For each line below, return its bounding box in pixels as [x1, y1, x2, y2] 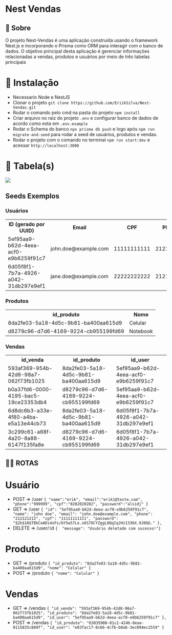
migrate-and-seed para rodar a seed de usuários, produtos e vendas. [12, 131, 158, 137]
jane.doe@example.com [50, 273, 109, 280]
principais [5, 59, 27, 65]
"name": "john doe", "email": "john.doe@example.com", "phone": [12, 512, 153, 517]
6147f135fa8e [8, 441, 45, 448]
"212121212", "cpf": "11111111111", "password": [12, 516, 119, 521]
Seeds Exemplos [5, 192, 60, 201]
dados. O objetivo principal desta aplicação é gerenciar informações [5, 48, 150, 54]
